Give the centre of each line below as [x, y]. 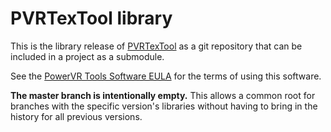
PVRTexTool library [91, 18]
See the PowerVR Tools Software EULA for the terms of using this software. [166, 76]
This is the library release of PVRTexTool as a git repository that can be [156, 46]
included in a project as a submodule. [87, 56]
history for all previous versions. [76, 116]
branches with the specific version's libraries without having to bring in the [164, 106]
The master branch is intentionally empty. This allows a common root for [163, 95]
